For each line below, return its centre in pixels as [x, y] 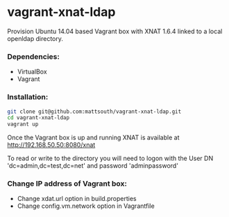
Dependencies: [34, 56]
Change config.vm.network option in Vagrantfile [86, 206]
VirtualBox [32, 72]
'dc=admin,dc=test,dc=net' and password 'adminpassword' [93, 166]
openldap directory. [35, 38]
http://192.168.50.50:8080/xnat [51, 145]
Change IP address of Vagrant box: [67, 184]
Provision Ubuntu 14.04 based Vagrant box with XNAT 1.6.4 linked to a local [115, 31]
